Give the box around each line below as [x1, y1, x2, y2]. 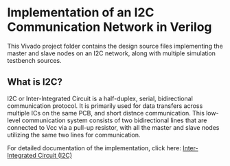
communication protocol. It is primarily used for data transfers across [7, 101, 203, 110]
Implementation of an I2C [7, 5, 154, 20]
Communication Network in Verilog [7, 19, 212, 35]
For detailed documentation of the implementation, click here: [7, 143, 182, 152]
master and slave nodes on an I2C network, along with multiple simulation [7, 49, 216, 57]
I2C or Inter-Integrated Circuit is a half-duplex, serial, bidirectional [7, 94, 194, 102]
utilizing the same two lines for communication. [7, 130, 141, 139]
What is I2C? [7, 77, 63, 88]
